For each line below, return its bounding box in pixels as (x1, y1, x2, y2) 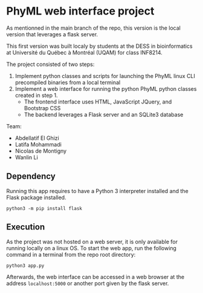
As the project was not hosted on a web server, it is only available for (6, 238, 178, 245)
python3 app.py (6, 262, 45, 269)
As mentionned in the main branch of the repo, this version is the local (6, 24, 181, 31)
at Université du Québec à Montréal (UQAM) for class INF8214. (6, 48, 163, 56)
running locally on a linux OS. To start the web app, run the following (6, 244, 177, 252)
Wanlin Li (14, 153, 38, 161)
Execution (6, 222, 45, 232)
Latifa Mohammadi (14, 140, 62, 148)
